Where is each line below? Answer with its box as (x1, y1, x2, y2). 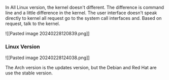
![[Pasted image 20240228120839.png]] (5, 31, 90, 36)
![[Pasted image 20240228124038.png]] (5, 55, 90, 61)
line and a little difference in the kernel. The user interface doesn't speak (5, 10, 157, 16)
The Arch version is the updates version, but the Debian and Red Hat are (5, 65, 157, 71)
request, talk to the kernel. (5, 20, 60, 26)
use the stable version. (5, 70, 53, 76)
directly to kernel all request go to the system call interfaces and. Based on (5, 15, 162, 21)
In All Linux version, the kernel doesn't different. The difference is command (5, 5, 164, 10)
